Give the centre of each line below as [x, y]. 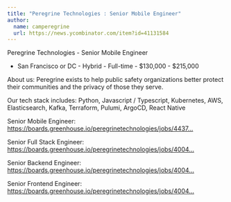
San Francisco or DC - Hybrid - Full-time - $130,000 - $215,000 [108, 66]
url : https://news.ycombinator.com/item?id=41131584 [91, 33]
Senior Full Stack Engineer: [46, 142]
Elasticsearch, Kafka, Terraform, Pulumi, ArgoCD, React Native [96, 108]
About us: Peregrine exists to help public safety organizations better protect [115, 80]
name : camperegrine [42, 26]
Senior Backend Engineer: [44, 163]
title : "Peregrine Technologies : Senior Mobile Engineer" [94, 14]
